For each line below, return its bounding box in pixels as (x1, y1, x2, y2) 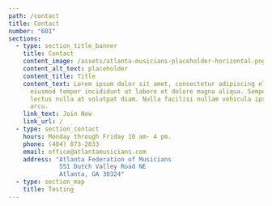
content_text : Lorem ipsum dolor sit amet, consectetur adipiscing (23, 79, 255, 88)
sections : (8, 34, 42, 43)
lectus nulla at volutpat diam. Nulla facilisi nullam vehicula (29, 95, 252, 103)
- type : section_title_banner (15, 42, 117, 50)
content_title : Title (23, 72, 96, 80)
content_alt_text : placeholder (23, 65, 129, 73)
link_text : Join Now (23, 110, 92, 118)
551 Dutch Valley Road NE (59, 163, 147, 171)
